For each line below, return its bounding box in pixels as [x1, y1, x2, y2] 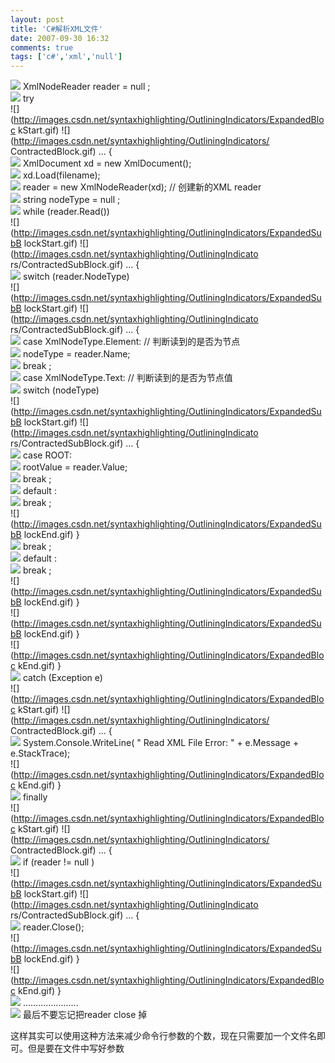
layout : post [10, 14, 65, 25]
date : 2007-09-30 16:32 [10, 33, 110, 43]
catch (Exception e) [22, 672, 103, 684]
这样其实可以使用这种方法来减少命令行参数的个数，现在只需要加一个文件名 [10, 1030, 317, 1042]
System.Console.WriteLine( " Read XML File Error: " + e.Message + [22, 737, 300, 749]
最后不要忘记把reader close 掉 [22, 1009, 148, 1021]
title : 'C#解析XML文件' [10, 24, 103, 34]
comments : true [10, 42, 74, 53]
